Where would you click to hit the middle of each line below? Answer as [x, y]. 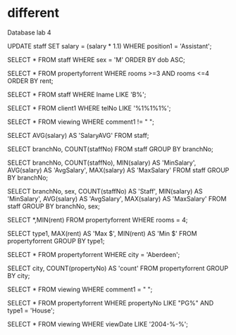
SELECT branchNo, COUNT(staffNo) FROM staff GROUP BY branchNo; [110, 148]
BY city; [19, 275]
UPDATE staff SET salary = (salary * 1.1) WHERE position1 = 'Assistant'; [110, 46]
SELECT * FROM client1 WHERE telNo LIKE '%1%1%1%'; [89, 108]
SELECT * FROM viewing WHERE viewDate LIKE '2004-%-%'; [98, 324]
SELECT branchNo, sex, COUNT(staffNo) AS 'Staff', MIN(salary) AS [105, 191]
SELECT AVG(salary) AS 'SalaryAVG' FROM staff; [78, 135]
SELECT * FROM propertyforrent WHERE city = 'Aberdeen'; [94, 254]
